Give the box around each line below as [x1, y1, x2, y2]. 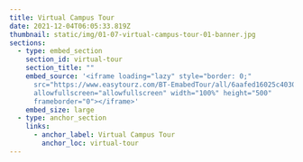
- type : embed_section [17, 47, 103, 56]
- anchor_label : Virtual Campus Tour [32, 130, 176, 139]
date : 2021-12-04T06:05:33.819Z [9, 22, 131, 31]
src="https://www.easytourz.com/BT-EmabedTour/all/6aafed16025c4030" [32, 80, 300, 89]
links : [25, 122, 50, 131]
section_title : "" [25, 64, 95, 73]
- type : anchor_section [17, 113, 106, 122]
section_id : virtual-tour [25, 55, 124, 64]
